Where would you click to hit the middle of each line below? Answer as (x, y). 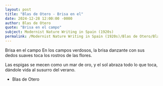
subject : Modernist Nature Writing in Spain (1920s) (59, 32)
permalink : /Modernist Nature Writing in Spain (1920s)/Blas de (71, 37)
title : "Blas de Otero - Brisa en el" (44, 14)
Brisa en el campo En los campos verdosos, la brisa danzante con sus (75, 50)
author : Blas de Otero (28, 23)
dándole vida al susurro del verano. (40, 70)
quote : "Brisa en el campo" (33, 28)
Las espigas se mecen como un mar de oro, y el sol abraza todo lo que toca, (81, 64)
